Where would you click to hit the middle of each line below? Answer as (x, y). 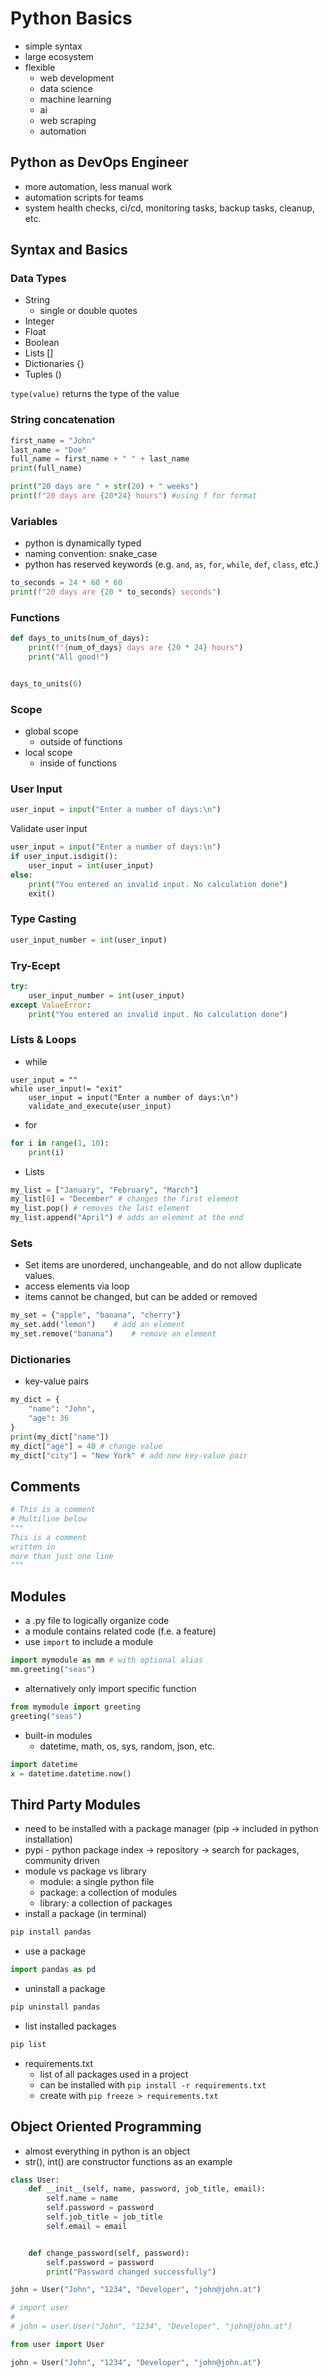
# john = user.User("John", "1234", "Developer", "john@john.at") (151, 2327)
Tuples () (43, 374)
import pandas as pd (53, 1970)
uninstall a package (65, 1988)
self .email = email (87, 2226)
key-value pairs (56, 1381)
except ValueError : (51, 1005)
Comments (45, 1486)
